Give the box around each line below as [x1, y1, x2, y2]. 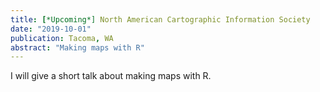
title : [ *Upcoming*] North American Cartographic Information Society [10, 14, 311, 25]
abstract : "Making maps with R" [10, 42, 145, 53]
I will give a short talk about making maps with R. [10, 70, 212, 82]
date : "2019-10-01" [10, 24, 92, 34]
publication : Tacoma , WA [10, 33, 114, 43]
